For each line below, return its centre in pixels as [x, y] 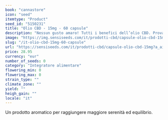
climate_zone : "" [23, 84]
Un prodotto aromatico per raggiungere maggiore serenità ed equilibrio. [79, 112]
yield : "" [15, 89]
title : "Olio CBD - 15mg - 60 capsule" [47, 28]
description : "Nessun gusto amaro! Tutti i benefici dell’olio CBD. [78, 33]
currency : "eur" [22, 56]
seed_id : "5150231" [25, 24]
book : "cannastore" [25, 10]
